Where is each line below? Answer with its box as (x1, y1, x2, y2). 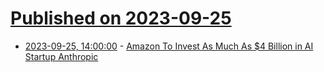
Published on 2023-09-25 (10, 7, 232, 30)
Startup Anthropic (24, 50, 99, 62)
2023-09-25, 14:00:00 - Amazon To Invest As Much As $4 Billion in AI (24, 40, 314, 52)
